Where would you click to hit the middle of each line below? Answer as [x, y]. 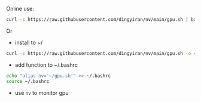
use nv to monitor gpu [42, 92]
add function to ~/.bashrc [46, 64]
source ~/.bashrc [28, 81]
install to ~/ [29, 42]
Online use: [20, 9]
